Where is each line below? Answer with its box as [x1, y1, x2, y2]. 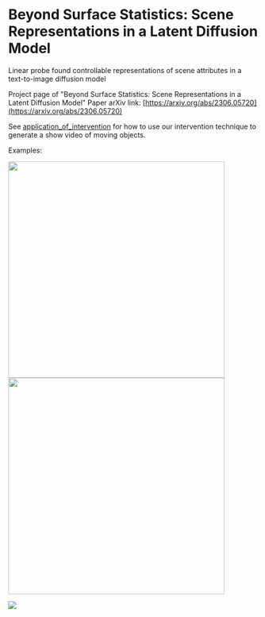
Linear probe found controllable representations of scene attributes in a [8, 65, 242, 75]
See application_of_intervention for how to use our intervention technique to [8, 121, 256, 131]
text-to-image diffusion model [8, 74, 106, 83]
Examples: [8, 145, 42, 155]
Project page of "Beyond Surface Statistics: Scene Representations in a [8, 89, 242, 98]
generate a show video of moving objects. [8, 129, 146, 140]
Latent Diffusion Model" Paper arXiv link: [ [8, 98, 146, 107]
